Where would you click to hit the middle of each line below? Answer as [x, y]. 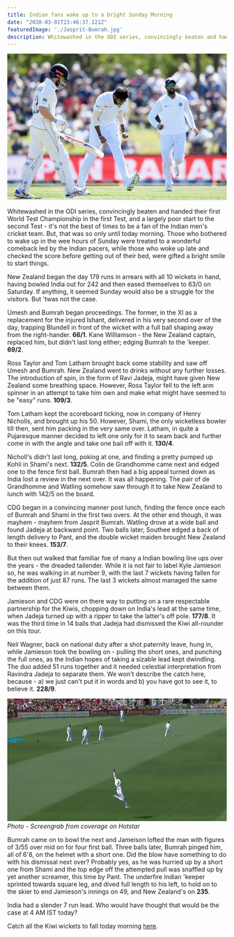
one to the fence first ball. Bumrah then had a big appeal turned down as [111, 472]
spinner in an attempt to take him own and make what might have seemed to [117, 393]
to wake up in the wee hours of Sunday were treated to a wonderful [104, 241]
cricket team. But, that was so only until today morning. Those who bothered [117, 234]
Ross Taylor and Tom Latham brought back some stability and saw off [107, 363]
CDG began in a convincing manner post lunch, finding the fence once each [116, 508]
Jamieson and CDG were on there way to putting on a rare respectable [109, 601]
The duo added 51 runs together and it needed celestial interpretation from [114, 667]
